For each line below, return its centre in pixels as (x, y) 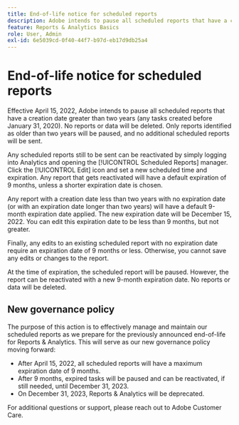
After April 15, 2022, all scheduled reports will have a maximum (110, 363)
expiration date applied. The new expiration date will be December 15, (130, 214)
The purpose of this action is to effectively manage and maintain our (107, 327)
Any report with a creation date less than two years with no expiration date (117, 199)
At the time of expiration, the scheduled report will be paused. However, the (118, 272)
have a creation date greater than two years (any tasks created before (110, 118)
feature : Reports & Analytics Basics (63, 27)
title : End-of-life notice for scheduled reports (83, 14)
